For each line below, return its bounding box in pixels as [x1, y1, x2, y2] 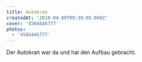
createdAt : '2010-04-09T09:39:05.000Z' [6, 15, 108, 21]
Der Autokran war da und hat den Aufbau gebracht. [6, 48, 136, 56]
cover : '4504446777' [6, 20, 59, 26]
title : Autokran [6, 9, 48, 15]
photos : [6, 26, 26, 33]
